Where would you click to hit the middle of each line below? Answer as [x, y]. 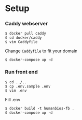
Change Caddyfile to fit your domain [41, 51]
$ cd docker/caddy [23, 38]
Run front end [21, 72]
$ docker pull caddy [26, 34]
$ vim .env [16, 90]
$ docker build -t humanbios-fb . [40, 108]
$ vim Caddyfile [21, 42]
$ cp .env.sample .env [28, 86]
